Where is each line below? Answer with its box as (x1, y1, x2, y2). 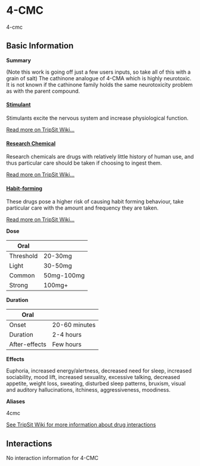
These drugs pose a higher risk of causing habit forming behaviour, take (6, 198, 184, 205)
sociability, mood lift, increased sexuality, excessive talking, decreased (6, 374, 180, 381)
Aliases (6, 398, 26, 405)
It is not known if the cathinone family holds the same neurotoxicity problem (6, 81, 193, 88)
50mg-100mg (44, 271, 85, 280)
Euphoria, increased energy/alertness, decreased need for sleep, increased (6, 367, 192, 374)
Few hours (52, 340, 82, 349)
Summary (6, 56, 31, 63)
